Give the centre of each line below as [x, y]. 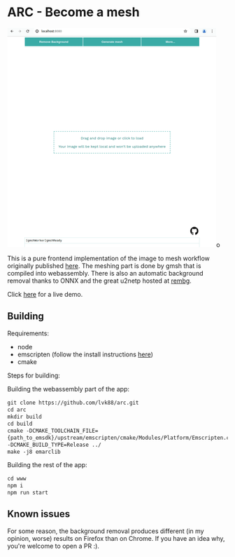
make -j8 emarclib [34, 452]
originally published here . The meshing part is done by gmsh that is [104, 266]
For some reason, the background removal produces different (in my [106, 531]
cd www [17, 478]
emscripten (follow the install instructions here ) [85, 354]
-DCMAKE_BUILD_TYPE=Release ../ [54, 445]
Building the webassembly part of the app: [69, 389]
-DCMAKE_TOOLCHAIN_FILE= [62, 431]
